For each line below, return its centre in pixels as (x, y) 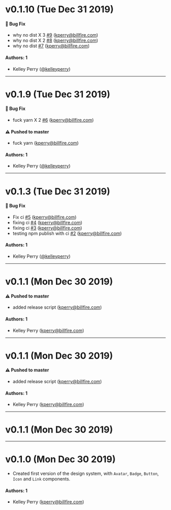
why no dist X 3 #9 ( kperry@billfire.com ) (55, 35)
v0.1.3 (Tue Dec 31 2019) (58, 191)
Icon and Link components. (41, 479)
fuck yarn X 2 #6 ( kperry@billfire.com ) (53, 120)
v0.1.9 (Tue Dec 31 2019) (58, 94)
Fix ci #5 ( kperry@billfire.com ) (45, 217)
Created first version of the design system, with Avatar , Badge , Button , (86, 474)
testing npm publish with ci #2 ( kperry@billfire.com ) (67, 233)
